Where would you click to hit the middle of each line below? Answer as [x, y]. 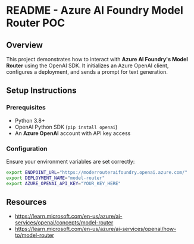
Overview [25, 45]
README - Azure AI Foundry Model [95, 10]
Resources [26, 202]
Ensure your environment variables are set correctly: [71, 161]
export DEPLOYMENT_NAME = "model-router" [56, 178]
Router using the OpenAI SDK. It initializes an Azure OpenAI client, [87, 65]
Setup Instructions [41, 91]
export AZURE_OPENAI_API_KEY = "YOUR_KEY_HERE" [63, 183]
